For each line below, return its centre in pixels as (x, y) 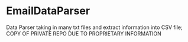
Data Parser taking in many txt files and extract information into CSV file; (94, 27)
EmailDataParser (48, 11)
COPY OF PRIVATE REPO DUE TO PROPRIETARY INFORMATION (84, 33)
